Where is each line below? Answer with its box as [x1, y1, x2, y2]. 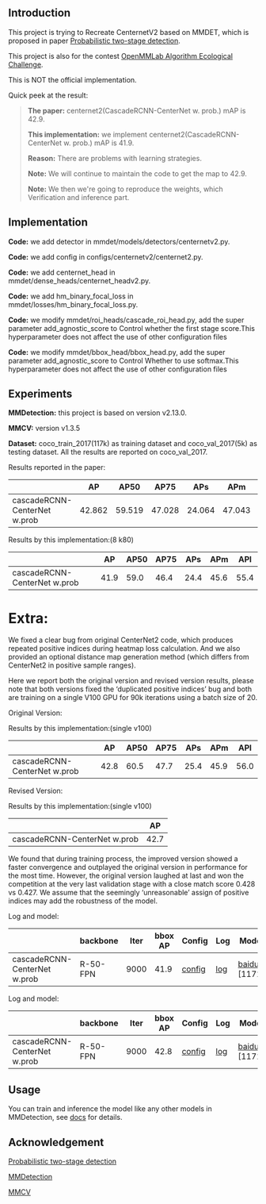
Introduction [8, 6, 71, 20]
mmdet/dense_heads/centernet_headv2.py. [8, 275, 151, 285]
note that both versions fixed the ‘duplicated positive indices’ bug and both [8, 684, 252, 694]
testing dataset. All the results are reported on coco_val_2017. [8, 448, 208, 457]
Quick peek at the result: [8, 90, 89, 100]
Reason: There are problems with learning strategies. [27, 153, 202, 163]
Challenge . [8, 60, 44, 69]
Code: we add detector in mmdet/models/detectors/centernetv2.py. [8, 237, 230, 246]
